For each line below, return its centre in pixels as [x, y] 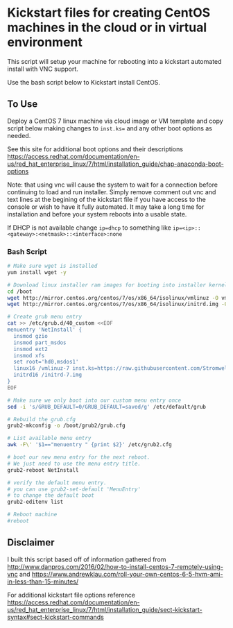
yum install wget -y [37, 272]
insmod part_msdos [40, 342]
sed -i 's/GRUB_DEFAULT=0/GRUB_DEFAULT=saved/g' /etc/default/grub [107, 407]
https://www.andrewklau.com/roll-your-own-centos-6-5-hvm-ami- [127, 574]
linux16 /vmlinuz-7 [42, 368]
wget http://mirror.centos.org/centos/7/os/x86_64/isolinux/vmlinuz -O [113, 298]
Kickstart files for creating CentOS [109, 13]
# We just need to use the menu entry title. [74, 464]
